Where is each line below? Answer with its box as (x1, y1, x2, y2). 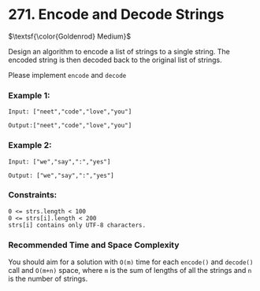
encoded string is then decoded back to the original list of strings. (8, 55, 222, 64)
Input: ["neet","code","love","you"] (8, 108, 132, 116)
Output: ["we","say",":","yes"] (8, 171, 114, 179)
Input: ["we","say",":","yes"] (8, 157, 111, 166)
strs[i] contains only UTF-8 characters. (8, 221, 147, 229)
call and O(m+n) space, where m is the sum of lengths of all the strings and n (8, 266, 252, 275)
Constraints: (8, 190, 58, 201)
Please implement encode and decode (8, 70, 127, 79)
